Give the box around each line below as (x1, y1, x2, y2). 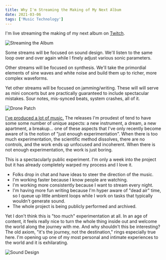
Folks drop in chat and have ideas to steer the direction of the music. (12, 171, 154, 177)
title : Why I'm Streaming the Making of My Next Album (5, 7, 122, 12)
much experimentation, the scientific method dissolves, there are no (5, 136, 145, 142)
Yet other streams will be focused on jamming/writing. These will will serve (5, 85, 159, 91)
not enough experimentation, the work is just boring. (5, 147, 113, 153)
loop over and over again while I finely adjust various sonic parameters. (5, 55, 152, 61)
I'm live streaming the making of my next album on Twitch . (5, 30, 125, 36)
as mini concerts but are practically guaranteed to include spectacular (5, 90, 149, 96)
